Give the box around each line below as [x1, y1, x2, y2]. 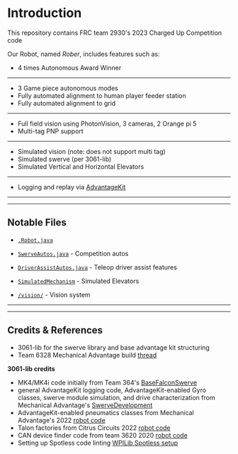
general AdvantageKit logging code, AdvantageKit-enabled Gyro [17, 385, 207, 394]
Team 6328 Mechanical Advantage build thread [17, 350, 157, 359]
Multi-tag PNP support [17, 126, 84, 135]
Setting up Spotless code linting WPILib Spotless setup [17, 438, 178, 447]
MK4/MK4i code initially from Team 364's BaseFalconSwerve [17, 378, 198, 387]
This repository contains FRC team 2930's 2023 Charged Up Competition [7, 28, 222, 37]
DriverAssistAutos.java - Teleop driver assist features [17, 262, 177, 271]
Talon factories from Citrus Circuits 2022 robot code [17, 423, 171, 432]
